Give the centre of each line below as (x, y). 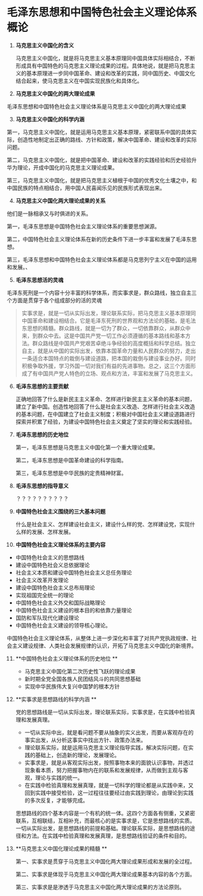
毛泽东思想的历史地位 (42, 434)
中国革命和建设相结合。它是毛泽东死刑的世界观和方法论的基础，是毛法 (109, 320)
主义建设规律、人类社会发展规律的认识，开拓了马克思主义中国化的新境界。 (104, 646)
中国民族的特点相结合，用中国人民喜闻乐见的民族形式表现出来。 (86, 188)
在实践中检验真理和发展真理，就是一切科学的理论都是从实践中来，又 (109, 785)
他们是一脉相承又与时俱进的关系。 (49, 213)
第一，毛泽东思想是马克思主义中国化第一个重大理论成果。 (87, 447)
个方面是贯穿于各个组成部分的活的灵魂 (54, 300)
